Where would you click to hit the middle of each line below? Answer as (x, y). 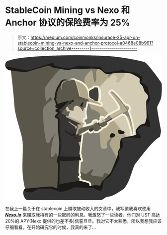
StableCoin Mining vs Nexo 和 (68, 10)
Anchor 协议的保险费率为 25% (68, 23)
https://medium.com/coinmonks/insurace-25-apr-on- (85, 37)
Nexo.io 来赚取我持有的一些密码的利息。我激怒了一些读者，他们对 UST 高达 (83, 215)
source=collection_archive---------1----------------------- (77, 48)
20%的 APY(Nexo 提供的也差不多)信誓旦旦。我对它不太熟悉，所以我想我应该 (83, 221)
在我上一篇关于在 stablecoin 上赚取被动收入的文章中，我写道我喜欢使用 (78, 208)
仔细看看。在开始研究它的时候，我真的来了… (51, 227)
